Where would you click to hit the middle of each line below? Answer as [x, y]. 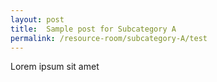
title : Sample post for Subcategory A [93, 29]
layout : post [37, 19]
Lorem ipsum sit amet [55, 67]
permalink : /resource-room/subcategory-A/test [109, 38]
